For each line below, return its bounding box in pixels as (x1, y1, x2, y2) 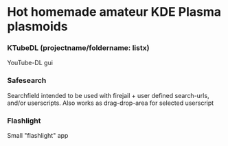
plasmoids (7, 19, 68, 34)
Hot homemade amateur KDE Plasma (7, 4, 222, 20)
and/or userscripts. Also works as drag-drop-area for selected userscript (7, 99, 214, 107)
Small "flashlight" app (7, 132, 69, 140)
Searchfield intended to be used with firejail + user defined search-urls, (7, 91, 209, 99)
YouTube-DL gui (7, 59, 54, 67)
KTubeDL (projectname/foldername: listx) (7, 43, 150, 53)
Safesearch (7, 76, 47, 86)
